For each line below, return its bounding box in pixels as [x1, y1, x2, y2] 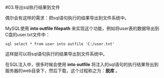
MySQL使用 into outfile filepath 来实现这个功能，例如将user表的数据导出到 [5, 25, 160, 31]
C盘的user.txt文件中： [5, 32, 50, 37]
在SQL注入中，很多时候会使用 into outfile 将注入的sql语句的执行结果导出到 [5, 62, 159, 67]
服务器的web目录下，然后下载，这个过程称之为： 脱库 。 [5, 68, 120, 74]
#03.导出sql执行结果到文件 [5, 4, 60, 10]
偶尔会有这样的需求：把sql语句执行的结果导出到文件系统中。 [5, 15, 130, 21]
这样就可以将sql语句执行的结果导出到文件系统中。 [5, 51, 108, 57]
